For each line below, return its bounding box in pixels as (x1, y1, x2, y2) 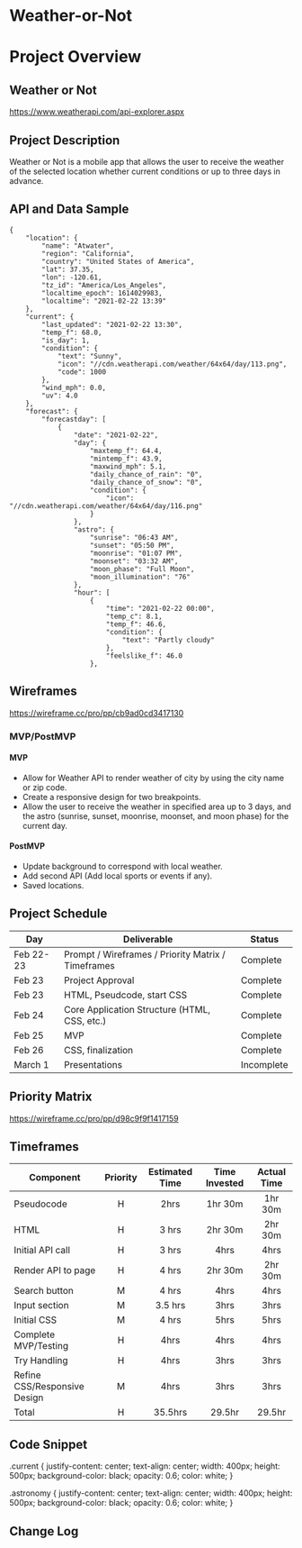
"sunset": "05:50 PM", (89, 541, 175, 550)
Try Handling (13, 1354, 69, 1367)
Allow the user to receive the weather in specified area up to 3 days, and (22, 801, 292, 812)
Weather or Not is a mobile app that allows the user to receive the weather (9, 157, 285, 167)
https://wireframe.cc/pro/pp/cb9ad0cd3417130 (9, 707, 184, 718)
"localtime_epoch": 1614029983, (41, 288, 164, 297)
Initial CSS (13, 1314, 58, 1326)
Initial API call (13, 1244, 70, 1257)
